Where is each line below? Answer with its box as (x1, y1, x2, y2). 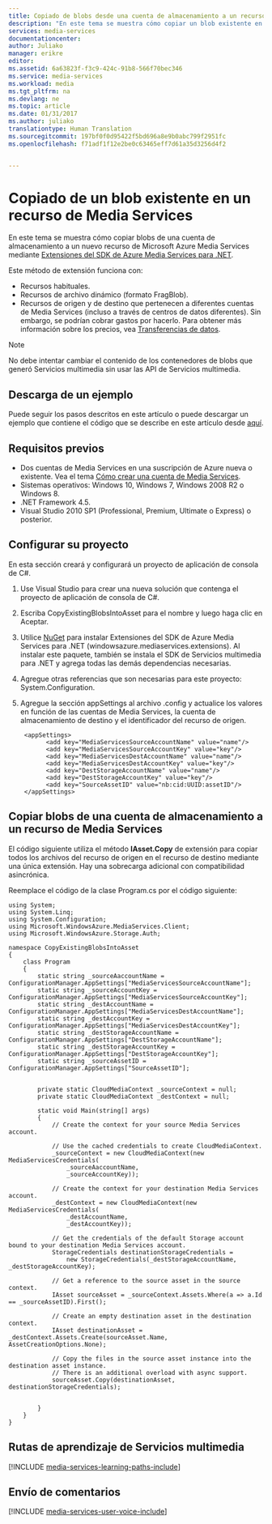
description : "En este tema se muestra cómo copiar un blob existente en (8, 19, 263, 28)
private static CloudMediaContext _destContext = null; (37, 1092, 230, 1100)
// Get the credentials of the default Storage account (51, 1234, 244, 1242)
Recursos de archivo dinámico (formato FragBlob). (19, 290, 189, 300)
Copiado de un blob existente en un (8, 189, 251, 207)
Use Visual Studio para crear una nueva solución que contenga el (19, 584, 239, 594)
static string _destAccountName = (37, 1000, 154, 1008)
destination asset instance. (8, 1361, 107, 1369)
